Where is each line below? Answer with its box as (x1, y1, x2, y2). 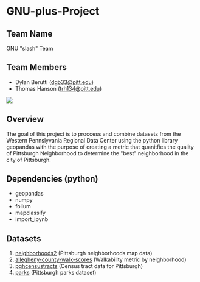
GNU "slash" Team (6, 44, 53, 52)
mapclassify (15, 209, 46, 217)
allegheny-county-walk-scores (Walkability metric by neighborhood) (15, 256, 187, 263)
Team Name (6, 29, 53, 39)
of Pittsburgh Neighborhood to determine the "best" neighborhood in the (6, 149, 189, 157)
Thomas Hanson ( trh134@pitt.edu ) (15, 85, 102, 92)
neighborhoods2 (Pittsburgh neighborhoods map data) (15, 250, 153, 257)
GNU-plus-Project (6, 4, 100, 18)
